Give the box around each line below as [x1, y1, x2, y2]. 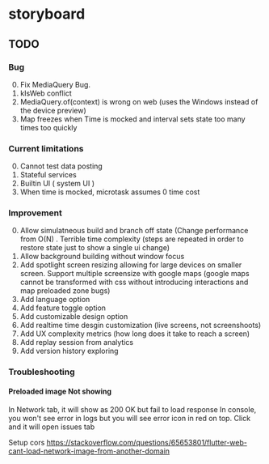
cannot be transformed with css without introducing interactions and [19, 277, 249, 287]
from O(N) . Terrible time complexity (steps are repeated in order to [19, 234, 244, 244]
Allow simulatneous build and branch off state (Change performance [19, 226, 249, 236]
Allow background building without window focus [19, 252, 185, 262]
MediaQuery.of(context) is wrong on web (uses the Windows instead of [19, 96, 258, 106]
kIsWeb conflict [19, 88, 73, 98]
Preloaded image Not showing [8, 386, 111, 396]
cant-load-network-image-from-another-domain [8, 446, 170, 456]
